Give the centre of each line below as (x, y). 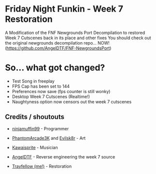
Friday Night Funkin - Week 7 (64, 9)
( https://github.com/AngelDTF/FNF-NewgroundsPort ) (58, 48)
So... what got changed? (55, 68)
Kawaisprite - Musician (35, 147)
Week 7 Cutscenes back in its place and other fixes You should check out (78, 38)
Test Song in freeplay (33, 81)
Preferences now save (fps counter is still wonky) (61, 91)
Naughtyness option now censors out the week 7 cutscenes (72, 102)
